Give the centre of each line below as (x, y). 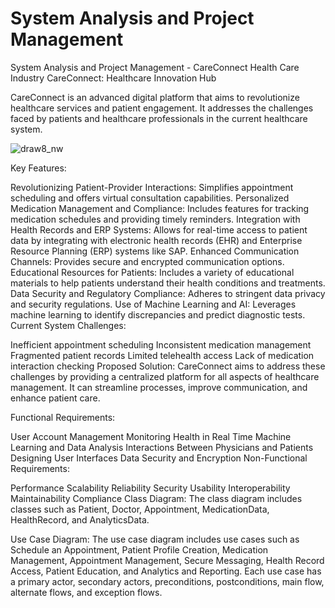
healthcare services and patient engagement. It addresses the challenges (162, 108)
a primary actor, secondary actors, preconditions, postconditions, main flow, (167, 581)
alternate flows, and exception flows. (86, 592)
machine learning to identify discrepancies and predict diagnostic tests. (158, 314)
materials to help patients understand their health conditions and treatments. (168, 283)
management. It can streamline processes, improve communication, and (159, 387)
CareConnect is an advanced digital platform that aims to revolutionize (155, 97)
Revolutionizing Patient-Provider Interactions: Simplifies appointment (152, 187)
